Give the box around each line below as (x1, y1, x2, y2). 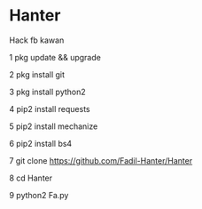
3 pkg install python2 (9, 86, 86, 97)
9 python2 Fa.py (9, 189, 69, 200)
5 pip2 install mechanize (9, 121, 98, 132)
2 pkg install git (9, 68, 65, 80)
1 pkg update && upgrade (9, 52, 102, 62)
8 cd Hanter (9, 173, 53, 183)
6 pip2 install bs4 (9, 138, 73, 149)
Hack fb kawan (9, 35, 65, 45)
